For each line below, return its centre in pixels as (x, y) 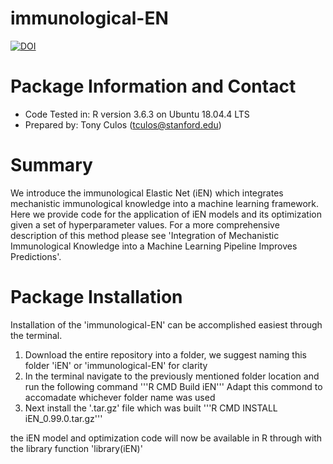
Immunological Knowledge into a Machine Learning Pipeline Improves (154, 246)
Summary (51, 165)
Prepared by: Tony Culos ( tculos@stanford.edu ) (123, 124)
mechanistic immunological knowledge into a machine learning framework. (165, 203)
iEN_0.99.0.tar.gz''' (63, 418)
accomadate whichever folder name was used (120, 397)
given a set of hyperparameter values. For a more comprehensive (145, 224)
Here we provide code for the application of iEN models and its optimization (166, 214)
